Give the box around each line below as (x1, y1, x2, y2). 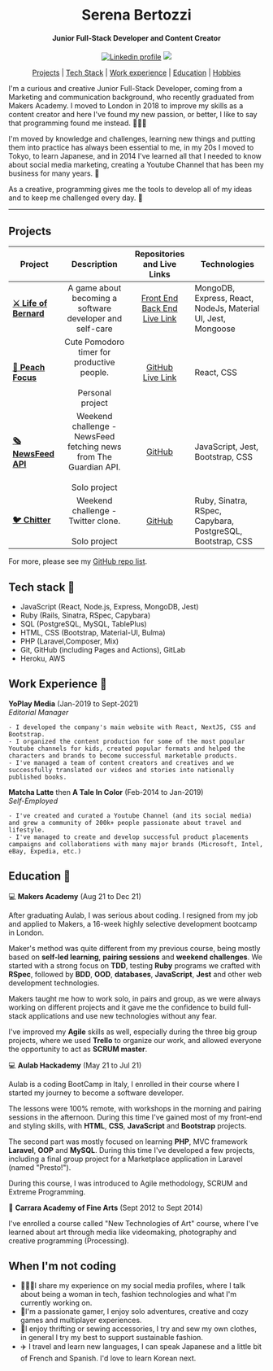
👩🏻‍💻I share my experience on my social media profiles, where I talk (19, 1281, 245, 1290)
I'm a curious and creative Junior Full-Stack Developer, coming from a (8, 84, 243, 94)
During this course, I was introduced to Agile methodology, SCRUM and (8, 1178, 248, 1188)
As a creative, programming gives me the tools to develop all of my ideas (8, 185, 253, 194)
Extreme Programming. (8, 1186, 86, 1197)
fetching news (67, 441, 122, 452)
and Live (142, 259, 177, 270)
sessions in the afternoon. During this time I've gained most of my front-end (8, 1112, 262, 1122)
